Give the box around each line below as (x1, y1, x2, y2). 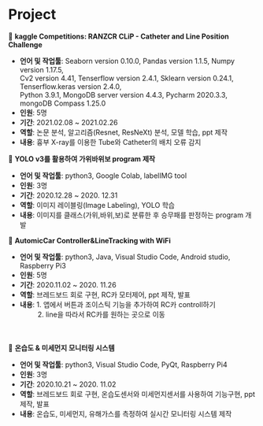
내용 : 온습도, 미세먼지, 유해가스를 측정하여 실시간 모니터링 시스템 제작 (19, 409, 232, 418)
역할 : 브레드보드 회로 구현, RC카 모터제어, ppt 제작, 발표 (19, 290, 191, 299)
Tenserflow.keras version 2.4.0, (19, 81, 122, 91)
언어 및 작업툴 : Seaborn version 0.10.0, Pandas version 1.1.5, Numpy (19, 56, 235, 65)
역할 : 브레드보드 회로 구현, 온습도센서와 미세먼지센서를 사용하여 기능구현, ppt (19, 389, 256, 398)
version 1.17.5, (19, 65, 65, 74)
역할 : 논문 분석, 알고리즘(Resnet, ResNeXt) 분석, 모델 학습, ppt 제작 (19, 128, 228, 137)
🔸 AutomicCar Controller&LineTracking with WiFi (8, 235, 172, 245)
